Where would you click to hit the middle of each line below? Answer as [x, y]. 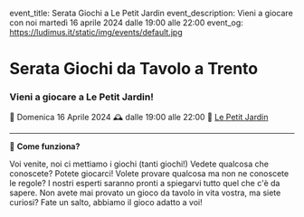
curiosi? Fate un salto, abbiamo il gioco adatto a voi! [106, 203]
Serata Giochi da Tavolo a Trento [134, 69]
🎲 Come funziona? [45, 146]
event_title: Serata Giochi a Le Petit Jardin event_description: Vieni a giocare [152, 13]
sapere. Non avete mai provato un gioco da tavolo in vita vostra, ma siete [145, 193]
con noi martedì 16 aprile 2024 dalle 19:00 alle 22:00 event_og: [127, 23]
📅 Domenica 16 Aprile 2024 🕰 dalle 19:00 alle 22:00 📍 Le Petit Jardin [139, 118]
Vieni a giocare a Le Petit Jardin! [81, 97]
